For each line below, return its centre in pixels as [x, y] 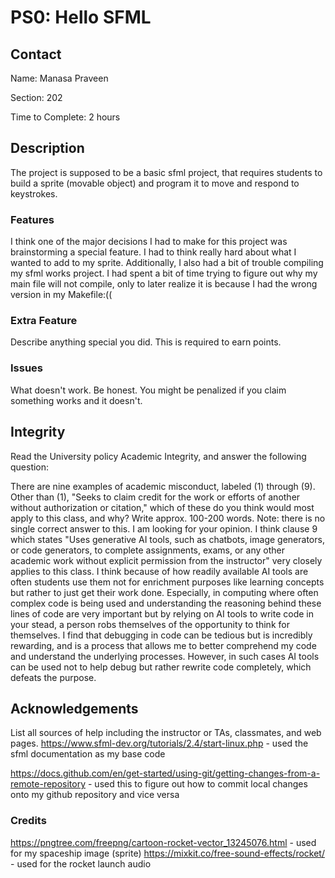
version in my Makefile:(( [61, 295]
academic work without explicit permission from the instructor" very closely [166, 560]
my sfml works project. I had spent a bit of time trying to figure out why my [164, 273]
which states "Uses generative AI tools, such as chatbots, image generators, [167, 539]
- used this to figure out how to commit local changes [197, 784]
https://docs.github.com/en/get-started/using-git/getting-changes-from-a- [165, 773]
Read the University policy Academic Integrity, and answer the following [158, 456]
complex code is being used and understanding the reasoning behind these [166, 603]
